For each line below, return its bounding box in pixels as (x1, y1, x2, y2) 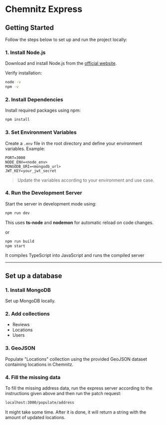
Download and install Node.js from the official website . (5, 60, 117, 66)
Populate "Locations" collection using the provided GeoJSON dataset (5, 356, 148, 362)
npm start (5, 243, 26, 248)
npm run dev (5, 211, 30, 215)
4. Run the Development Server (5, 190, 83, 197)
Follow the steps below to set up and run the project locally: (5, 36, 128, 42)
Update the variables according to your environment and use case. (17, 177, 155, 183)
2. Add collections (5, 310, 50, 317)
